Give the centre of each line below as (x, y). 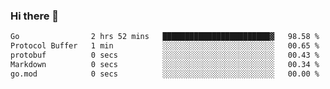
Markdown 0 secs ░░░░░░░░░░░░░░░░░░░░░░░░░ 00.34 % (165, 64)
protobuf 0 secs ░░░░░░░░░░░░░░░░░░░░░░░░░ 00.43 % (165, 55)
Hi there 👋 (35, 16)
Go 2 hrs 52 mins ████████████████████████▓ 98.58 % (165, 37)
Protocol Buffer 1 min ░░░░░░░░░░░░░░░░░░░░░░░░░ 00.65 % (165, 46)
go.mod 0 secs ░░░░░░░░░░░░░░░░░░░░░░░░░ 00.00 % (165, 74)
